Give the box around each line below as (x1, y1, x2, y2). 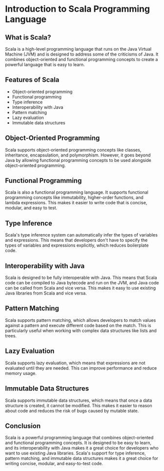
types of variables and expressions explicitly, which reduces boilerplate (5, 242, 149, 248)
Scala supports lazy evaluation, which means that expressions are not (5, 360, 145, 366)
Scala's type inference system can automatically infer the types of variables (5, 232, 158, 238)
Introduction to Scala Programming (5, 3, 150, 15)
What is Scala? (5, 33, 51, 41)
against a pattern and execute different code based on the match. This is (5, 322, 151, 328)
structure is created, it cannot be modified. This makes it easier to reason (5, 402, 152, 408)
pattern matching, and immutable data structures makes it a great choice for (5, 455, 159, 461)
